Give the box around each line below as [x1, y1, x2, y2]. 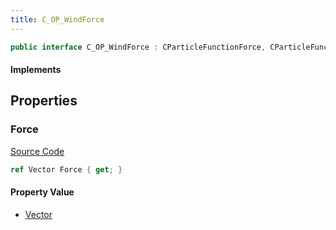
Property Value [10, 186, 75, 198]
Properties [10, 92, 78, 110]
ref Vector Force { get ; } [10, 164, 123, 175]
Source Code [10, 145, 65, 157]
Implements [10, 64, 62, 76]
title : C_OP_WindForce [10, 14, 105, 25]
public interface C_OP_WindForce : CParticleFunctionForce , [10, 42, 267, 52]
